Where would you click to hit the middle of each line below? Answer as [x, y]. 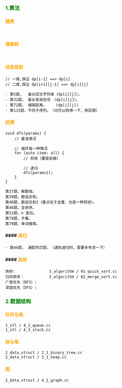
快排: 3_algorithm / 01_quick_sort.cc [61, 272]
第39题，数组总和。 [23, 197]
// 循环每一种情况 [31, 148]
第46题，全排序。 [21, 207]
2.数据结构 [18, 302]
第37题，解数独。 [21, 191]
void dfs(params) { [26, 133]
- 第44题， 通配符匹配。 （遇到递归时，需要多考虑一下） [56, 247]
